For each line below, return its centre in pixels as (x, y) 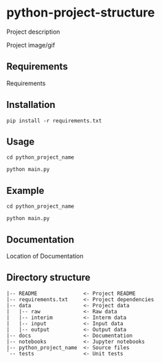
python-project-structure (81, 13)
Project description (33, 32)
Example (25, 190)
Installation (31, 105)
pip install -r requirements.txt (54, 121)
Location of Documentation (45, 256)
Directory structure (48, 277)
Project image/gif (31, 45)
